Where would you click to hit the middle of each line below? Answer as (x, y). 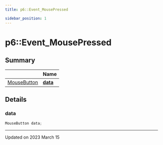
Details (16, 100)
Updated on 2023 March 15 (32, 137)
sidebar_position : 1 (26, 18)
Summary (20, 61)
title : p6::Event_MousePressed (37, 9)
